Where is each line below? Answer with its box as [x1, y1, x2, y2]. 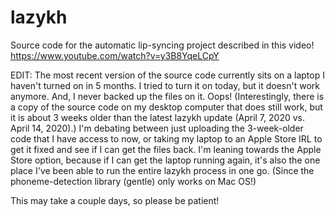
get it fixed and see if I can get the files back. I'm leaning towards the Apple [10, 143, 322, 155]
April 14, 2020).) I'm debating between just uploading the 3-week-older [10, 122, 304, 134]
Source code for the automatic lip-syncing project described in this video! [10, 39, 315, 51]
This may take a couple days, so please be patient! [10, 194, 220, 206]
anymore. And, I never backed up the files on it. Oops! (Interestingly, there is [10, 90, 325, 102]
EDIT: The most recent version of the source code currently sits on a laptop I [10, 69, 325, 81]
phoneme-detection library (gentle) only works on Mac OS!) [10, 175, 257, 187]
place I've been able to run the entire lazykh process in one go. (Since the [10, 164, 315, 176]
